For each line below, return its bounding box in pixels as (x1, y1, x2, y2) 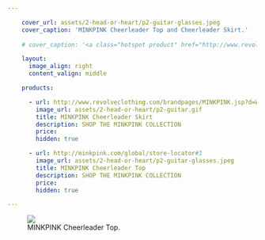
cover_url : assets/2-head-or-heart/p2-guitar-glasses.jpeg (21, 18, 221, 26)
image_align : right (28, 63, 93, 70)
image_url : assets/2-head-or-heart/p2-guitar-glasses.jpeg (36, 157, 235, 165)
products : (21, 84, 55, 92)
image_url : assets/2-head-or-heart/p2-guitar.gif (36, 105, 203, 113)
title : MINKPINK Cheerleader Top (36, 164, 146, 172)
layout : (21, 55, 47, 63)
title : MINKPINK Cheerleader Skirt (36, 112, 153, 121)
